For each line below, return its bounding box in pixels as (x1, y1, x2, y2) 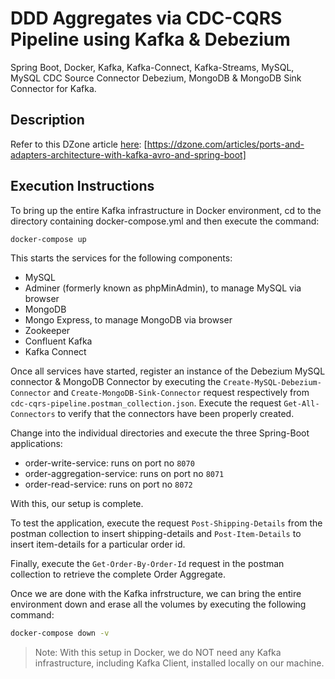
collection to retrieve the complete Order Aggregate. (10, 568, 226, 581)
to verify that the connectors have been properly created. (57, 408, 295, 420)
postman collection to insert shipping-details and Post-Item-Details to (10, 528, 302, 540)
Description (10, 112, 85, 129)
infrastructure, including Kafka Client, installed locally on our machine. (34, 657, 325, 669)
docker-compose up (10, 234, 87, 244)
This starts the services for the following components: (10, 252, 233, 264)
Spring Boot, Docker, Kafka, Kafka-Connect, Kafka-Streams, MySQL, (10, 61, 295, 73)
